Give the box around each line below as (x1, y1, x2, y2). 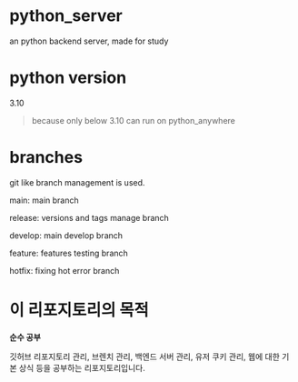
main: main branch (9, 195, 79, 206)
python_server (9, 5, 123, 26)
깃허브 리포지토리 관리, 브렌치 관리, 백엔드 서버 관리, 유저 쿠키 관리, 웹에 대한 (9, 351, 280, 362)
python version (9, 67, 127, 88)
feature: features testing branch (9, 247, 129, 258)
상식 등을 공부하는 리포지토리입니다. (18, 362, 145, 373)
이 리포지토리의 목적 (9, 300, 150, 320)
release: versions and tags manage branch (9, 212, 170, 223)
